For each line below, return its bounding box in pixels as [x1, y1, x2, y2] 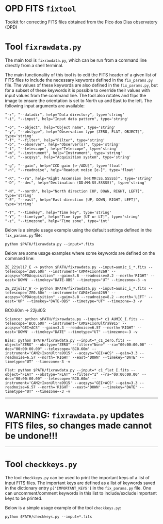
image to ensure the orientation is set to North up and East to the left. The [5, 98, 152, 104]
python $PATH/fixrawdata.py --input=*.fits [5, 242, 95, 246]
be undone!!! [5, 431, 58, 441]
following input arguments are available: [5, 103, 85, 108]
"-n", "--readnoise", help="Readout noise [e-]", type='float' [5, 167, 136, 173]
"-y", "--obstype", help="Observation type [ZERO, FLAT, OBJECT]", [5, 129, 145, 134]
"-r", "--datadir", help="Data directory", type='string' [5, 112, 125, 117]
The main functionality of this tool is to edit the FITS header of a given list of [5, 71, 157, 78]
